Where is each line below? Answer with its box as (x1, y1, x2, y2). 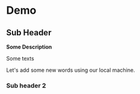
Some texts (6, 55, 34, 62)
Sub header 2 (6, 81, 46, 90)
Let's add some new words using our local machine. (6, 66, 135, 74)
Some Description (6, 43, 52, 50)
